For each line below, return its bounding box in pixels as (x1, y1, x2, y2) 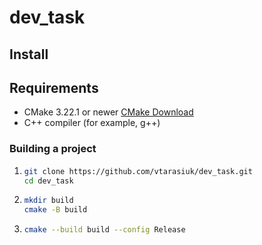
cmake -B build (23, 205, 88, 215)
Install (9, 46, 49, 63)
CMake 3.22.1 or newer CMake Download (23, 106, 194, 118)
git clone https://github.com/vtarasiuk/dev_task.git (23, 166, 253, 176)
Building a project (9, 142, 97, 156)
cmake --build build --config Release (23, 225, 186, 235)
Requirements (9, 79, 99, 96)
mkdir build (23, 196, 74, 206)
